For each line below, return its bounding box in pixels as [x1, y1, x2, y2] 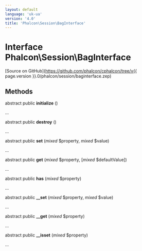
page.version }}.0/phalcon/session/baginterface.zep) [5, 73, 112, 79]
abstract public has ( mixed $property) [5, 176, 82, 181]
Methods [5, 87, 33, 95]
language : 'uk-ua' [5, 12, 42, 17]
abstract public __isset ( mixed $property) [5, 232, 89, 238]
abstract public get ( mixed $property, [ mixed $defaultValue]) [5, 157, 127, 162]
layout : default [5, 7, 38, 12]
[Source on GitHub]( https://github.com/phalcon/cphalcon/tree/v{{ [5, 68, 137, 74]
